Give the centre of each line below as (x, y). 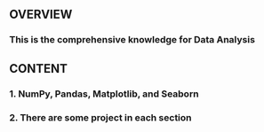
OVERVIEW (41, 15)
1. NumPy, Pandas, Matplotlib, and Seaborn (104, 94)
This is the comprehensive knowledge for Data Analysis (132, 40)
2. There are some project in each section (101, 117)
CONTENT (39, 69)
